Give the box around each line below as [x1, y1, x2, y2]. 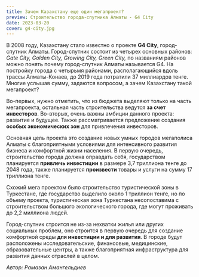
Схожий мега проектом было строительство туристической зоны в [6, 184, 179, 191]
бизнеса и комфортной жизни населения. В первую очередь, [6, 147, 163, 154]
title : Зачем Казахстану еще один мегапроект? [6, 8, 124, 15]
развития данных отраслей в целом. [6, 253, 100, 260]
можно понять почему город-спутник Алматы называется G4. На [6, 61, 174, 68]
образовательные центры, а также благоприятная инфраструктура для [6, 246, 188, 253]
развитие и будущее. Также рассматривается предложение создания [6, 117, 186, 124]
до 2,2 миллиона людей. [6, 209, 69, 216]
